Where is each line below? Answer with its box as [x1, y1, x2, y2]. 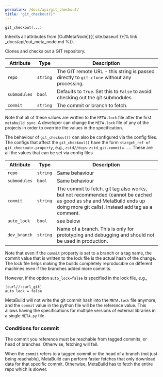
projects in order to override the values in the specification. [5, 125, 123, 131]
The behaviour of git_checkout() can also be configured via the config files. [5, 134, 158, 140]
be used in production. [56, 238, 108, 245]
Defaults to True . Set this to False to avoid [56, 88, 152, 95]
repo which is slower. [5, 366, 48, 372]
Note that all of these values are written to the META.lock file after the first [5, 115, 152, 121]
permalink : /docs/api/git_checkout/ [5, 7, 79, 12]
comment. [56, 210, 80, 216]
